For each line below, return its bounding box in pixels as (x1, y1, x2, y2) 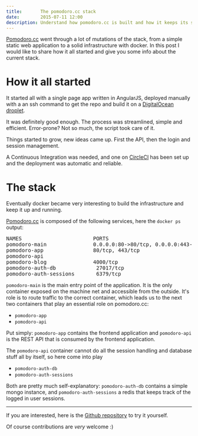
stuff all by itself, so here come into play (6, 354, 103, 361)
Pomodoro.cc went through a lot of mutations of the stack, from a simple (6, 36, 183, 43)
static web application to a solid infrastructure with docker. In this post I (6, 42, 180, 49)
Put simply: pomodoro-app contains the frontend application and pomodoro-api (6, 330, 192, 337)
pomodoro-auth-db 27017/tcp (6, 265, 125, 271)
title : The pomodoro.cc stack (6, 8, 96, 15)
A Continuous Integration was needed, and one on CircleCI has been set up (6, 154, 190, 161)
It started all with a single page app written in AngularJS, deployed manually (6, 95, 190, 102)
